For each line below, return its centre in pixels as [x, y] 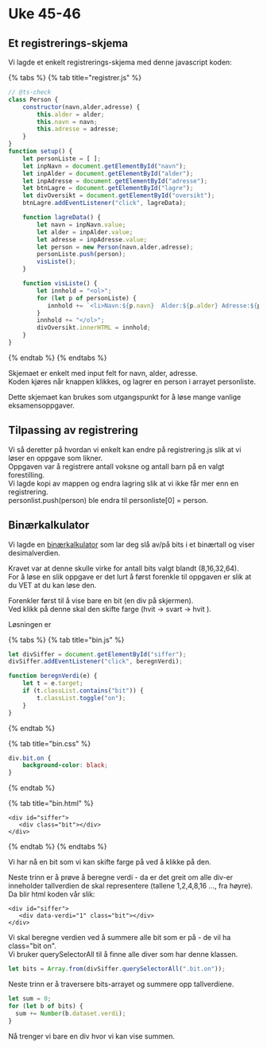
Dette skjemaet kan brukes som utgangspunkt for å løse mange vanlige [125, 397]
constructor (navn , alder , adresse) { [81, 107]
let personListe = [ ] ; [62, 159]
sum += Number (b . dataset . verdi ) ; [71, 1013]
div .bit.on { [30, 758]
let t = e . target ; [53, 683]
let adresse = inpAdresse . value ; [92, 239]
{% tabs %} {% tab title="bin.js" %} [66, 640]
